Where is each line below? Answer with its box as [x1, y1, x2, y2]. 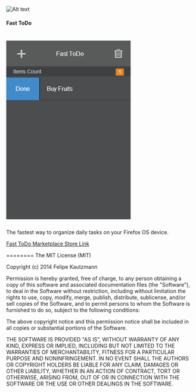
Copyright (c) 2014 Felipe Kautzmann [6, 263, 98, 270]
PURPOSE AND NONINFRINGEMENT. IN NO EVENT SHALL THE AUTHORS [6, 354, 189, 362]
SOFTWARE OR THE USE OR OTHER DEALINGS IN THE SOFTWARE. [6, 380, 173, 387]
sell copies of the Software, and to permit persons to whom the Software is [6, 300, 191, 307]
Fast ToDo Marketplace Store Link [6, 240, 89, 247]
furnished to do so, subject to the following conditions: [6, 306, 140, 313]
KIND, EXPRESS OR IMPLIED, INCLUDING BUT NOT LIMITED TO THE [6, 342, 175, 349]
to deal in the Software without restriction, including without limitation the [6, 287, 186, 294]
